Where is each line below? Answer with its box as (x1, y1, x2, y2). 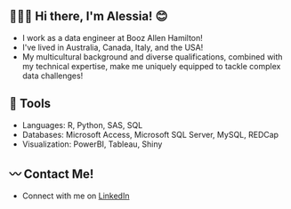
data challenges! (21, 70, 84, 81)
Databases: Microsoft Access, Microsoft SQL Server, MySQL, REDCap (21, 129, 279, 140)
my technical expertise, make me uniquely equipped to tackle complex (21, 60, 281, 71)
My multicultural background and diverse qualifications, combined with (21, 51, 283, 62)
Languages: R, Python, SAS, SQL (21, 119, 143, 130)
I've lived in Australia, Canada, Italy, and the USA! (21, 42, 204, 52)
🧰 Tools (9, 96, 52, 111)
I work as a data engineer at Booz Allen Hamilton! (21, 32, 203, 43)
